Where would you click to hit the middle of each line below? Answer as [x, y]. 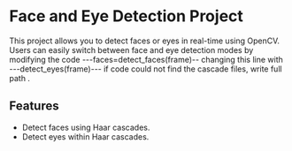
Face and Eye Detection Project [126, 16]
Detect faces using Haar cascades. [86, 127]
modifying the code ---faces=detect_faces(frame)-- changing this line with [146, 59]
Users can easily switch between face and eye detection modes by [131, 49]
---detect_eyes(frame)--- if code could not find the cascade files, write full [146, 69]
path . [20, 78]
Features [34, 106]
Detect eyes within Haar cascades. [85, 136]
